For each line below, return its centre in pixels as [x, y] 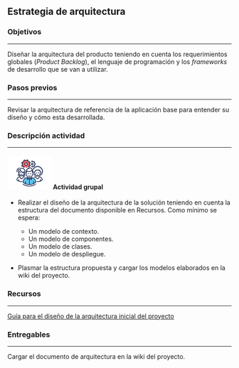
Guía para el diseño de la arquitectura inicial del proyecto [91, 316]
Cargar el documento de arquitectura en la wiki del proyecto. [96, 357]
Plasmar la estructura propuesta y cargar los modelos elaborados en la [121, 268]
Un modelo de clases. [60, 247]
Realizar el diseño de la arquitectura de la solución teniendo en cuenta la [124, 202]
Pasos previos [32, 87]
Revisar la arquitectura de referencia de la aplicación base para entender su [118, 109]
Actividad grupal [78, 187]
